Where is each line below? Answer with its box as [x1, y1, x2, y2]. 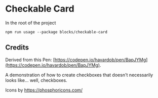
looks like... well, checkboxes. [5, 77, 67, 83]
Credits [5, 43, 29, 52]
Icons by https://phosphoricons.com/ [5, 87, 83, 93]
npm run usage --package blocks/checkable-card [5, 29, 108, 34]
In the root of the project [5, 20, 56, 26]
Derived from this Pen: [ [5, 57, 55, 63]
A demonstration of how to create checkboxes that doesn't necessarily [5, 72, 153, 78]
